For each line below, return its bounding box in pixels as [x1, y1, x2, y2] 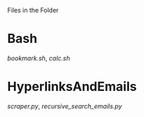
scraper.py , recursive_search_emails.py [7, 101, 122, 110]
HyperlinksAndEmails [7, 79, 137, 94]
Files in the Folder [7, 6, 59, 14]
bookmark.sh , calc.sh [7, 54, 70, 62]
